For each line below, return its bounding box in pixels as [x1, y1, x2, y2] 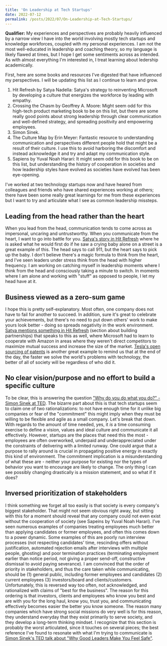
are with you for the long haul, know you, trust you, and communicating [5, 598, 152, 604]
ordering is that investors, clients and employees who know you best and [5, 592, 156, 598]
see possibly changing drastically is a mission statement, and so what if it [5, 469, 156, 475]
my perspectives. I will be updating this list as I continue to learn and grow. [5, 77, 159, 83]
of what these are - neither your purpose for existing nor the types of [5, 458, 147, 464]
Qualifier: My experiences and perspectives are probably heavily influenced [5, 30, 162, 36]
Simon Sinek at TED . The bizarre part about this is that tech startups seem [5, 400, 158, 406]
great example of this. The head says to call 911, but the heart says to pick [5, 246, 157, 252]
